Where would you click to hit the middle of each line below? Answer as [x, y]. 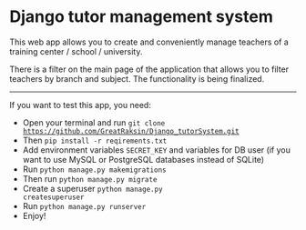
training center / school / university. [76, 51]
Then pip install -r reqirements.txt [95, 140]
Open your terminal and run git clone [94, 122]
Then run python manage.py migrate [90, 178]
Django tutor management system [141, 17]
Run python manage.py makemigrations [94, 169]
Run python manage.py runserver [84, 205]
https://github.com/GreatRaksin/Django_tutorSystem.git [131, 131]
